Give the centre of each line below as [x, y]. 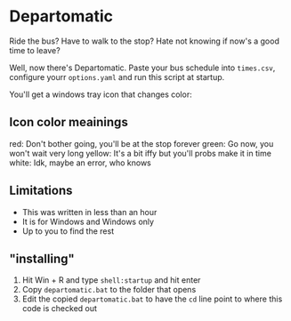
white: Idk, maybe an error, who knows [80, 163]
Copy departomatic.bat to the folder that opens [109, 290]
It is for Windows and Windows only [88, 221]
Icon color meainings [69, 122]
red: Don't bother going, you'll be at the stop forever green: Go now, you [141, 143]
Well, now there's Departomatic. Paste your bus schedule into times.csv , [142, 68]
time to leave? [35, 50]
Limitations [41, 191]
